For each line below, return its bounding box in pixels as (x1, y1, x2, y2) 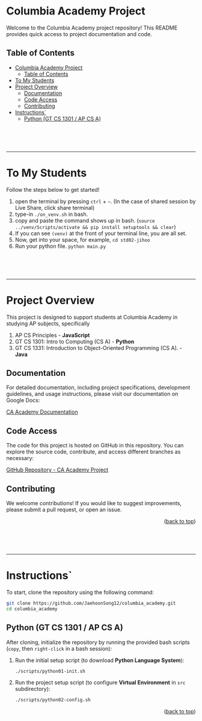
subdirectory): (14, 686, 50, 693)
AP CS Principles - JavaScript (14, 331, 90, 339)
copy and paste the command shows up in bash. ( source (14, 216, 155, 224)
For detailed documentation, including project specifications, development (6, 384, 191, 391)
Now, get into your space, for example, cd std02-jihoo (14, 236, 150, 243)
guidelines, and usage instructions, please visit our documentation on (6, 390, 179, 397)
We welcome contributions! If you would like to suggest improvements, (6, 500, 182, 507)
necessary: (6, 455, 34, 462)
